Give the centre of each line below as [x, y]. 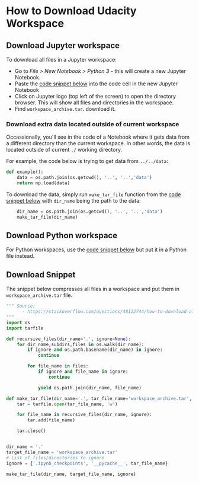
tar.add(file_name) [52, 420]
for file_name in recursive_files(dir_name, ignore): [84, 415]
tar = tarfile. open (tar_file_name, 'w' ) [67, 404]
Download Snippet [41, 275]
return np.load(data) [43, 183]
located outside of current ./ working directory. [64, 150]
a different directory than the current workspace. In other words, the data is [98, 143]
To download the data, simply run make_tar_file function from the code [94, 194]
